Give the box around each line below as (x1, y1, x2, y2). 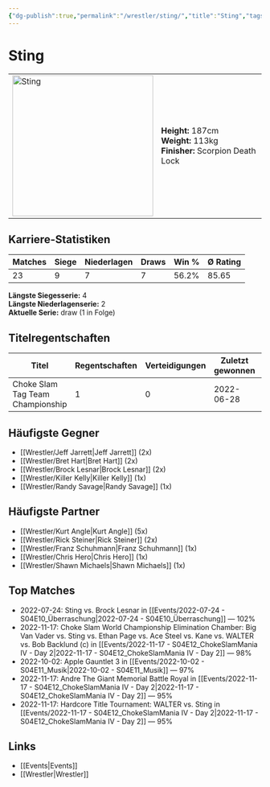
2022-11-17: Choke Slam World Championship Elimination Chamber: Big (19, 622, 257, 632)
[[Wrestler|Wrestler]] (19, 769, 89, 779)
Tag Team (12, 389, 50, 400)
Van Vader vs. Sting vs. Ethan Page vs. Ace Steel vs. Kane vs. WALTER (19, 631, 255, 641)
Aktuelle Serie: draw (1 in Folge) (8, 307, 116, 318)
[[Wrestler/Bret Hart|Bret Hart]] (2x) (19, 456, 138, 465)
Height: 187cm (161, 125, 219, 136)
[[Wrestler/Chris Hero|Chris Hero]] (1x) (19, 552, 149, 562)
